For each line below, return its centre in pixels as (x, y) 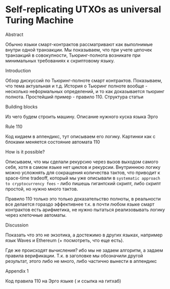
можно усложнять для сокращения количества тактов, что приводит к (83, 172)
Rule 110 (14, 126)
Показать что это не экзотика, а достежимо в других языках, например (84, 235)
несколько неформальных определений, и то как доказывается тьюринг (85, 91)
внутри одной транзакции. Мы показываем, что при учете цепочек (79, 50)
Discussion (17, 225)
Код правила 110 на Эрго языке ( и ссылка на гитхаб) (63, 281)
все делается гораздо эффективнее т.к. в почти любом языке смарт (80, 204)
